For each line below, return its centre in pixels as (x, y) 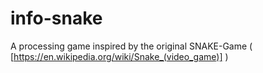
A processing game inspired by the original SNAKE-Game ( (131, 46)
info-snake (56, 18)
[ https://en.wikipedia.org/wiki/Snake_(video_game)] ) (119, 56)
